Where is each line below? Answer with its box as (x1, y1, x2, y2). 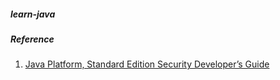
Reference (10, 33, 55, 45)
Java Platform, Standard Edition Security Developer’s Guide (24, 58, 270, 70)
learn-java (10, 8, 56, 20)
